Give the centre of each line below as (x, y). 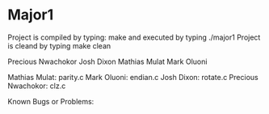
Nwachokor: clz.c (37, 86)
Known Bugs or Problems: (51, 101)
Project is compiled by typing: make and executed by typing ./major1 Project (134, 37)
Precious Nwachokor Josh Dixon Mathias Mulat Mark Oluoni (107, 61)
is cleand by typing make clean (59, 45)
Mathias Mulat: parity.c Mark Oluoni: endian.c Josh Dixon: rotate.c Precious (133, 77)
